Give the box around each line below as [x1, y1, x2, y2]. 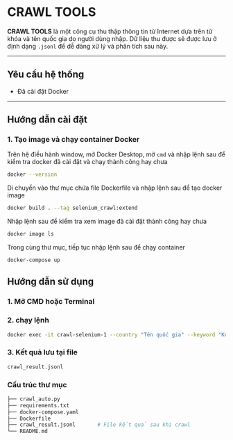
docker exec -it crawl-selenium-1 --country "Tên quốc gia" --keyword [7, 331, 216, 338]
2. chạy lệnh [7, 316, 50, 325]
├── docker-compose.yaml [7, 408, 79, 416]
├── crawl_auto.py [7, 396, 60, 402]
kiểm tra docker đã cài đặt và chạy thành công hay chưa [7, 158, 168, 166]
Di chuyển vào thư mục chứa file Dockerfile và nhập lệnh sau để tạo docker [7, 184, 223, 192]
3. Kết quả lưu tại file [7, 348, 78, 357]
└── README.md [7, 428, 49, 435]
